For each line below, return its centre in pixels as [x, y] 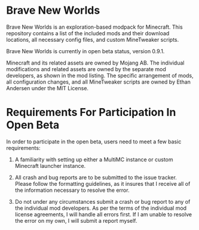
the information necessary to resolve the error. [72, 190]
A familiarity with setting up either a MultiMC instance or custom [94, 160]
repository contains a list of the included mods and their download [88, 33]
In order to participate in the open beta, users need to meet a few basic [94, 142]
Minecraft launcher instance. [50, 165]
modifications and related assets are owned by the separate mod [86, 69]
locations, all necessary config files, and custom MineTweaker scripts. [93, 39]
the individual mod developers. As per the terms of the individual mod [101, 208]
